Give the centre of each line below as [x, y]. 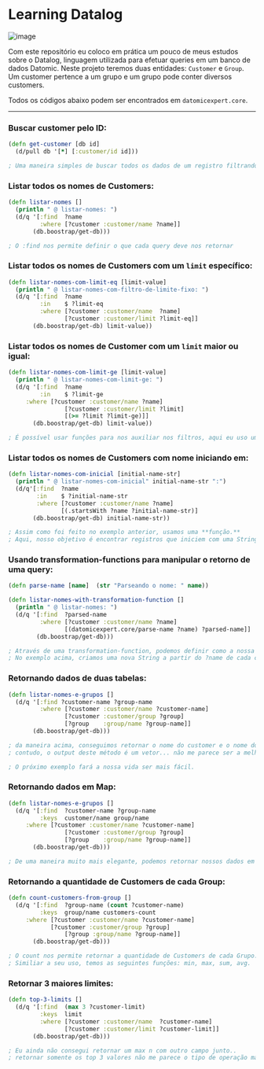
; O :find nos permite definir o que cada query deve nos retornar [121, 245]
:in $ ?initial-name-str [82, 496]
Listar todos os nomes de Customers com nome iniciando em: [128, 458]
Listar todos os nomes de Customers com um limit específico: [130, 266]
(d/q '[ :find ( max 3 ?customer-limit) [81, 1007]
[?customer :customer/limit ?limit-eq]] [131, 319]
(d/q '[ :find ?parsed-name [61, 615]
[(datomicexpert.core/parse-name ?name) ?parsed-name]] [158, 629]
